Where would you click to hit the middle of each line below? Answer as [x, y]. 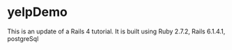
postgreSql [23, 38]
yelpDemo [37, 12]
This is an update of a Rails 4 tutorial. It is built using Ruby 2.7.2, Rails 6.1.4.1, [116, 31]
